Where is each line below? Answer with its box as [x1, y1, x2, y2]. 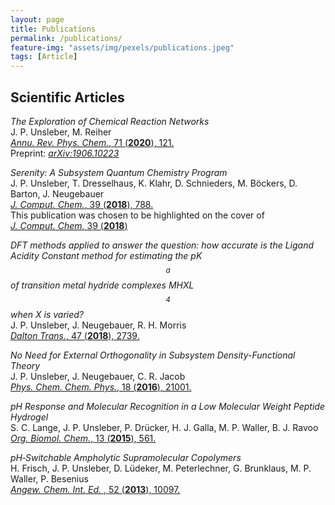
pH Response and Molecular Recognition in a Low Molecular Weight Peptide [10, 400, 325, 412]
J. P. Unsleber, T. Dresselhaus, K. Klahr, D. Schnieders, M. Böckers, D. [10, 177, 298, 189]
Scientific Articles [10, 89, 125, 106]
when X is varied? [10, 308, 85, 320]
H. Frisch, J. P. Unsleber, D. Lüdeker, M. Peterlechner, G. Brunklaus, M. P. [10, 462, 312, 474]
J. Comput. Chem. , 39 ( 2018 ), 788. [10, 198, 154, 210]
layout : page [10, 14, 65, 25]
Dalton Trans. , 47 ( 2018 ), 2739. [10, 329, 140, 341]
